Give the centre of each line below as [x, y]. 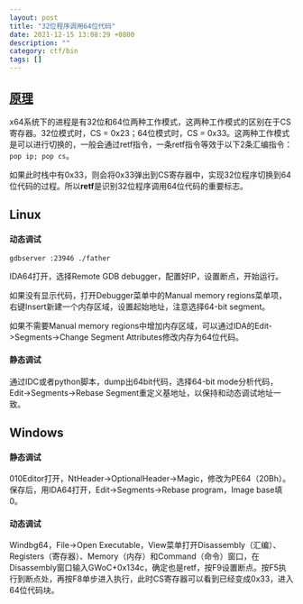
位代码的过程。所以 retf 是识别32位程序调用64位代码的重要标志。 [129, 186]
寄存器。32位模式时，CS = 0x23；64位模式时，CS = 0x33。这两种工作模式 [150, 133]
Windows [37, 433]
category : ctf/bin [44, 51]
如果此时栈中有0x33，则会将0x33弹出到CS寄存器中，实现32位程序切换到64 [150, 174]
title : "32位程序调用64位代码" [63, 26]
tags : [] [26, 59]
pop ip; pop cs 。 [42, 155]
